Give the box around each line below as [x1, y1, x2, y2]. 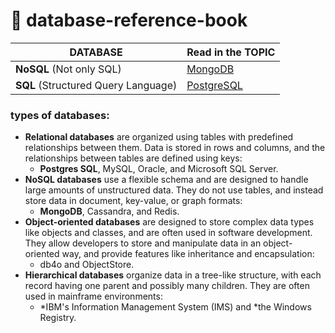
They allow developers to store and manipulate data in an [24, 237, 262, 249]
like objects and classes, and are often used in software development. [24, 227, 313, 239]
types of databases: [10, 108, 110, 122]
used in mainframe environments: [24, 290, 163, 303]
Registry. [39, 312, 77, 324]
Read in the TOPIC [186, 45, 276, 59]
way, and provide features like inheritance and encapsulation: [61, 248, 315, 260]
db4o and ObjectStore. [39, 259, 135, 271]
